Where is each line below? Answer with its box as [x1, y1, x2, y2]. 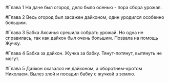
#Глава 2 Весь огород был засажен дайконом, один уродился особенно [5, 14, 164, 20]
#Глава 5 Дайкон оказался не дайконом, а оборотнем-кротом [5, 66, 142, 71]
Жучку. [5, 40, 22, 46]
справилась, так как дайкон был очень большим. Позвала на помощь [5, 35, 159, 41]
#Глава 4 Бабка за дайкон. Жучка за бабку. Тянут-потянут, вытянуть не [5, 50, 162, 56]
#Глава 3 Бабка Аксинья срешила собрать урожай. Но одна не [5, 30, 144, 35]
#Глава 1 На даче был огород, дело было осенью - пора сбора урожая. [5, 5, 162, 10]
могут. [5, 56, 19, 62]
